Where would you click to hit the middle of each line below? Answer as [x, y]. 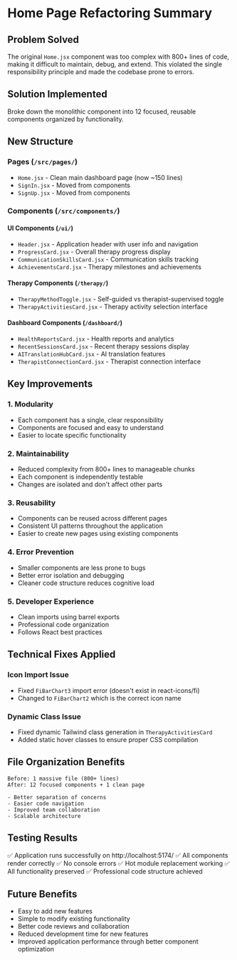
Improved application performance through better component [108, 941]
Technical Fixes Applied [62, 655]
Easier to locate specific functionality [72, 435]
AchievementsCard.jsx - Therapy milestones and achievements [109, 266]
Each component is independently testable [80, 477]
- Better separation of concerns [57, 797]
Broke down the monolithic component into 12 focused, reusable [102, 111]
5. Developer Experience [51, 601]
